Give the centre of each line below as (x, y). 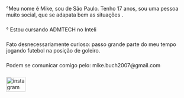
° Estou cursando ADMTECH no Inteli (51, 30)
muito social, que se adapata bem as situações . (65, 15)
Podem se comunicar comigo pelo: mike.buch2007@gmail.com (83, 65)
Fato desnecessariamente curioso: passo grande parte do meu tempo (91, 44)
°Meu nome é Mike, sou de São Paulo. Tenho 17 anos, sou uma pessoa (92, 9)
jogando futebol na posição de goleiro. (53, 50)
